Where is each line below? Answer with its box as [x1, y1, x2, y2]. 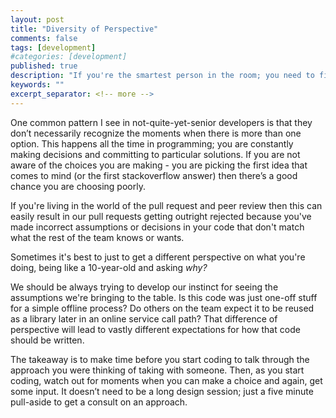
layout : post [10, 14, 65, 25]
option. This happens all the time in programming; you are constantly [10, 137, 294, 150]
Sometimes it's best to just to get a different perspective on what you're [10, 251, 306, 263]
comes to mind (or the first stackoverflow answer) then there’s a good [10, 169, 298, 181]
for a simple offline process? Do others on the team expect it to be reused [10, 302, 315, 314]
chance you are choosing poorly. [10, 180, 146, 192]
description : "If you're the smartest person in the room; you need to [10, 71, 315, 81]
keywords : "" [10, 80, 65, 90]
